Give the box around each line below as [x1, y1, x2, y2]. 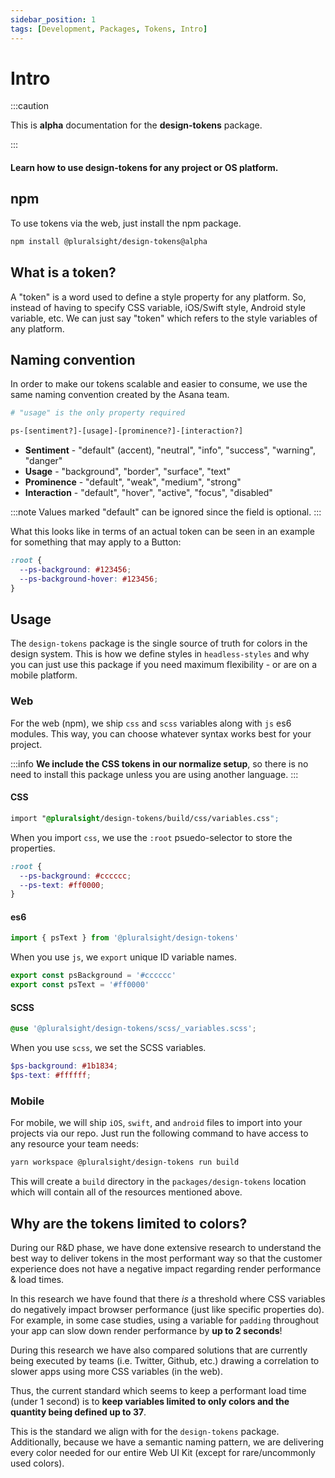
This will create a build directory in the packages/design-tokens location [10, 1176, 307, 1188]
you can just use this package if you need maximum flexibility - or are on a [10, 659, 318, 671]
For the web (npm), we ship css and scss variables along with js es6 [10, 717, 292, 729]
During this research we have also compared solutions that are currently [10, 1344, 308, 1356]
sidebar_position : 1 [10, 14, 97, 25]
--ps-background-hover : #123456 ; [19, 574, 159, 584]
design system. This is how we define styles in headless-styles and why [10, 648, 310, 660]
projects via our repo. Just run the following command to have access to [10, 1127, 309, 1140]
